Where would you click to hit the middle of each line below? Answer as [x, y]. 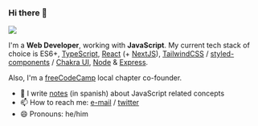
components [29, 63]
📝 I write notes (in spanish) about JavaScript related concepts [122, 93]
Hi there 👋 [28, 13]
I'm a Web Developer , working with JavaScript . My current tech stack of [129, 45]
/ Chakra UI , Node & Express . [100, 63]
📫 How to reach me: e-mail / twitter [79, 103]
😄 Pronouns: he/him [54, 114]
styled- [222, 54]
